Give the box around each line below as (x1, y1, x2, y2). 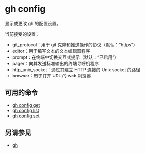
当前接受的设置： (5, 31, 40, 37)
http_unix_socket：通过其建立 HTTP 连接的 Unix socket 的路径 (12, 66, 141, 73)
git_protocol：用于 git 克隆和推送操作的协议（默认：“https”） (12, 41, 138, 48)
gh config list (12, 107, 40, 113)
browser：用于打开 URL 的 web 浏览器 (12, 73, 91, 78)
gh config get (12, 102, 40, 108)
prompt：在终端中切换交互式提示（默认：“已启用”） (12, 54, 119, 60)
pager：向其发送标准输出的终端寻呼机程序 (12, 60, 99, 66)
